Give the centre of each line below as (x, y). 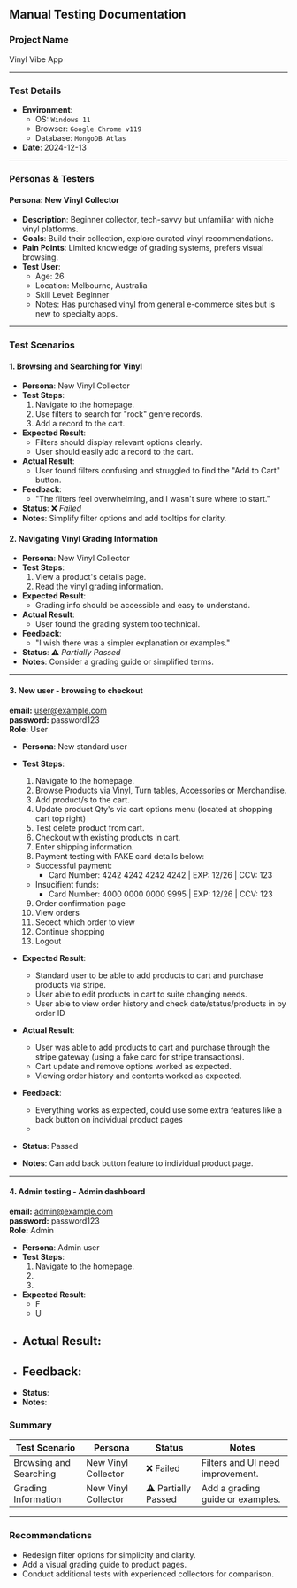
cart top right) (61, 818)
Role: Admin (32, 1230)
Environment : (47, 109)
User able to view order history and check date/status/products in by (160, 1003)
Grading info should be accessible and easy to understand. (142, 606)
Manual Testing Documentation (98, 15)
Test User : (41, 267)
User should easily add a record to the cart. (114, 452)
